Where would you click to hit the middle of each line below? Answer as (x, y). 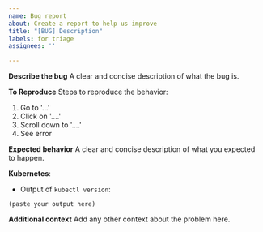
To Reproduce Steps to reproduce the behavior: (88, 92)
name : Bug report (38, 16)
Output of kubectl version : (65, 189)
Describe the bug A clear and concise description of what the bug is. (124, 76)
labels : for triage (41, 39)
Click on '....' (40, 116)
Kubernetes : (30, 174)
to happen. (26, 158)
